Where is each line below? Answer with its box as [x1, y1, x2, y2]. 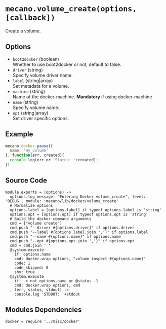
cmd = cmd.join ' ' [10, 243, 51, 248]
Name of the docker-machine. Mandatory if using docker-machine [12, 93, 152, 100]
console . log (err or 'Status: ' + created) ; [10, 158, 99, 163]
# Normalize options [10, 203, 53, 208]
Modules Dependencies [5, 306, 82, 314]
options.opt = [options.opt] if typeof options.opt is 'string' [10, 212, 148, 217]
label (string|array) [12, 78, 53, 84]
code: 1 [14, 261, 30, 266]
